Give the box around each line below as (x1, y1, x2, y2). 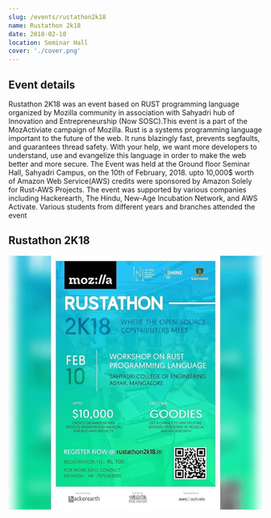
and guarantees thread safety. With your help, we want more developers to (8, 142, 257, 151)
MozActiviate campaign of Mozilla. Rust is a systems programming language (8, 125, 262, 135)
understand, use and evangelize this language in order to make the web (8, 150, 247, 160)
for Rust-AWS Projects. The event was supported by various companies (8, 184, 247, 194)
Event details (8, 77, 76, 92)
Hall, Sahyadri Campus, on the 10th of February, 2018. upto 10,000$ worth (8, 168, 254, 177)
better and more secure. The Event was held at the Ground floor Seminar (8, 159, 250, 168)
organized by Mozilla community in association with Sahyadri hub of (8, 107, 236, 117)
